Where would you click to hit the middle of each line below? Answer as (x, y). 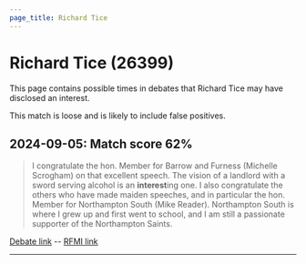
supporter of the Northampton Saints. (102, 224)
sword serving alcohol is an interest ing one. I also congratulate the (158, 185)
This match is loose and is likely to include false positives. (117, 116)
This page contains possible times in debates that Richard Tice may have (147, 88)
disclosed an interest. (50, 97)
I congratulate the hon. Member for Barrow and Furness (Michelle (154, 166)
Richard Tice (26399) (92, 62)
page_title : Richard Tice (58, 18)
